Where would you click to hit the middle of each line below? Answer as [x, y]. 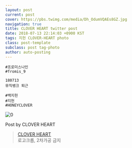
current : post [20, 15]
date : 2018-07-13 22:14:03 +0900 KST [45, 33]
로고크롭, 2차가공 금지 [39, 140]
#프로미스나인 [17, 67]
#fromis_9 [16, 71]
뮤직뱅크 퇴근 [17, 86]
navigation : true [23, 24]
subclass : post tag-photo [32, 47]
